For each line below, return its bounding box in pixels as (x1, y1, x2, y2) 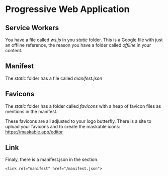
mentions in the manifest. (5, 108, 58, 114)
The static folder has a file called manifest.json (5, 75, 102, 81)
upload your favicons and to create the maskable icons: (5, 123, 121, 129)
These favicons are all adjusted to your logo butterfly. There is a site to (5, 118, 152, 124)
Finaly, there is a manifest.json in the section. (5, 156, 99, 162)
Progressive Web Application (5, 4, 130, 15)
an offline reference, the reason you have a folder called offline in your (5, 42, 151, 48)
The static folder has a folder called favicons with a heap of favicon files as (5, 103, 161, 109)
